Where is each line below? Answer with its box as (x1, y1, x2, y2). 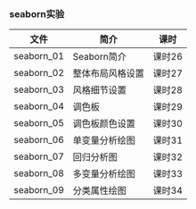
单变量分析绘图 (72, 134, 136, 146)
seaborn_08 (13, 167, 65, 180)
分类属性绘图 (72, 185, 127, 197)
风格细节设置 (72, 84, 127, 96)
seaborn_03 (13, 83, 65, 96)
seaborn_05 (13, 117, 65, 130)
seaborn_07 (13, 150, 65, 163)
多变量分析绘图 (72, 168, 136, 180)
